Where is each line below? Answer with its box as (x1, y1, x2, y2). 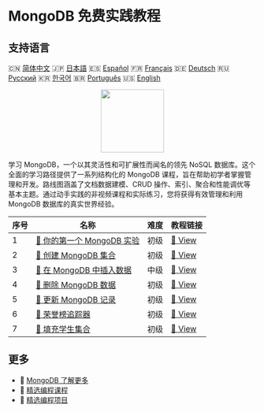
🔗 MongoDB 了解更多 (19, 375, 89, 384)
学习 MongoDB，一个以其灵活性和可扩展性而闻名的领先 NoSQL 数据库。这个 (8, 160, 256, 169)
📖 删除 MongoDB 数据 (35, 280, 117, 290)
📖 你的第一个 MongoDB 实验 (35, 236, 140, 246)
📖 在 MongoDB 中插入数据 (35, 265, 132, 276)
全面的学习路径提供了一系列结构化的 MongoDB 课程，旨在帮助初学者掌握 (8, 170, 245, 179)
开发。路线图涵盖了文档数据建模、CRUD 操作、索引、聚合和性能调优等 (21, 180, 251, 189)
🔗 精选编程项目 (19, 395, 69, 404)
